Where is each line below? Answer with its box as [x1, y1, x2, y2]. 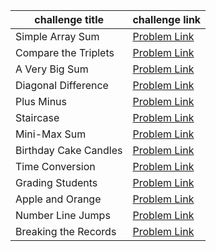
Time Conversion [15, 160, 96, 173]
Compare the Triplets [15, 46, 115, 59]
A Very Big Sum [15, 62, 89, 76]
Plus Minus [15, 95, 67, 108]
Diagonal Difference [15, 79, 109, 92]
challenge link [132, 13, 202, 26]
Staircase [15, 111, 60, 124]
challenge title [34, 13, 105, 26]
